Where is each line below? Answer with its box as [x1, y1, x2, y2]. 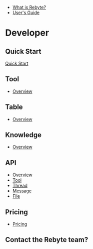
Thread [12, 183, 27, 189]
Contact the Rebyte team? [5, 235, 88, 244]
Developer [5, 27, 49, 39]
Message [12, 188, 31, 194]
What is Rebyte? [12, 5, 46, 10]
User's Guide [12, 10, 40, 16]
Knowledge [5, 131, 41, 140]
